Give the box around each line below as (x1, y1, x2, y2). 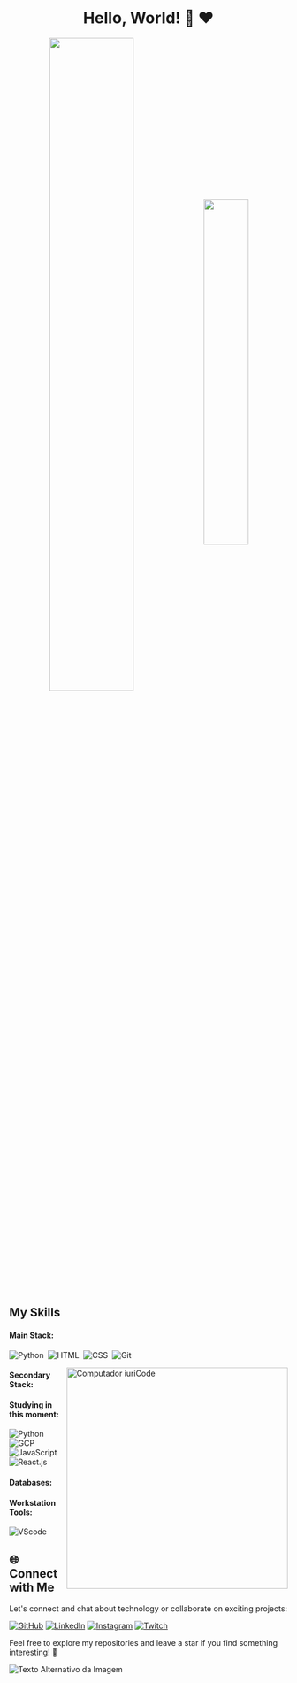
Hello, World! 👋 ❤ (82, 8, 215, 28)
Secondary (9, 1370, 51, 1380)
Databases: (9, 1477, 53, 1487)
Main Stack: (9, 1330, 55, 1340)
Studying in (9, 1399, 53, 1410)
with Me (9, 1579, 55, 1594)
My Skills (9, 1305, 61, 1320)
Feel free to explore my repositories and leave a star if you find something (9, 1637, 278, 1648)
